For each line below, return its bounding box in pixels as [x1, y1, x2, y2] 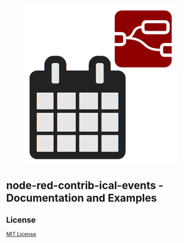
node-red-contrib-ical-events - [6, 179, 164, 192]
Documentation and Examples [6, 192, 157, 205]
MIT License [6, 231, 37, 238]
